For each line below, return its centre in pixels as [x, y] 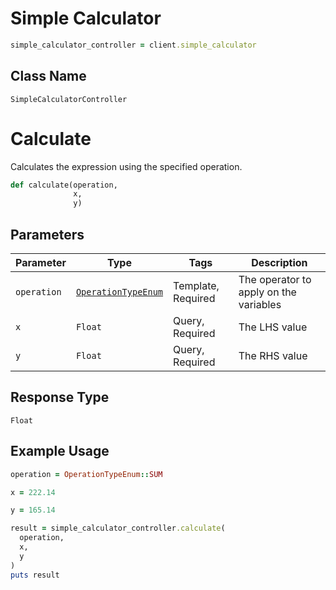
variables [260, 304]
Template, [196, 285]
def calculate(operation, [64, 185]
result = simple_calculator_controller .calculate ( [118, 528]
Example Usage [60, 451]
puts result [35, 575]
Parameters [47, 234]
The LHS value [273, 327]
